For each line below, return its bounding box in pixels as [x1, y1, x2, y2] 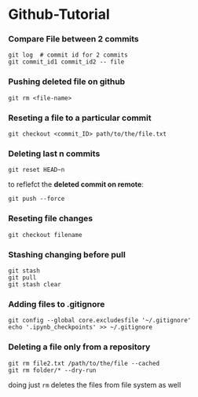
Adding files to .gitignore [8, 298, 105, 309]
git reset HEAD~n [8, 166, 65, 174]
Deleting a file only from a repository [8, 341, 151, 352]
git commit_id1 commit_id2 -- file [8, 58, 125, 66]
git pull [8, 273, 37, 282]
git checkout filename [8, 231, 82, 239]
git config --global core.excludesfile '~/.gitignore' [8, 316, 192, 325]
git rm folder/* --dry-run [8, 366, 97, 374]
